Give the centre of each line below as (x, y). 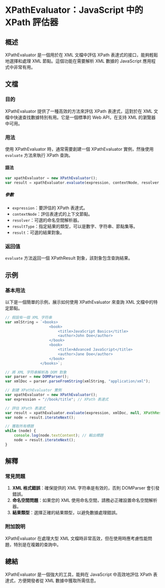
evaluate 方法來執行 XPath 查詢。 (39, 155)
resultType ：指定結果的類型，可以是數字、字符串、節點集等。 (75, 226)
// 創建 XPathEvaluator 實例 (33, 390)
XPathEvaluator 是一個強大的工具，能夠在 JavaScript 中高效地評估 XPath (79, 574)
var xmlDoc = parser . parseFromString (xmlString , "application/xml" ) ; (78, 381)
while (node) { (21, 431)
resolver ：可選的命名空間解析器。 (47, 220)
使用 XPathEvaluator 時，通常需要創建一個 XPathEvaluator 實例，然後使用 (79, 149)
